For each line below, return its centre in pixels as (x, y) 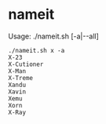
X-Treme (21, 78)
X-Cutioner (26, 64)
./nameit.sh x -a (37, 50)
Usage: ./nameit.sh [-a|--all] (54, 36)
